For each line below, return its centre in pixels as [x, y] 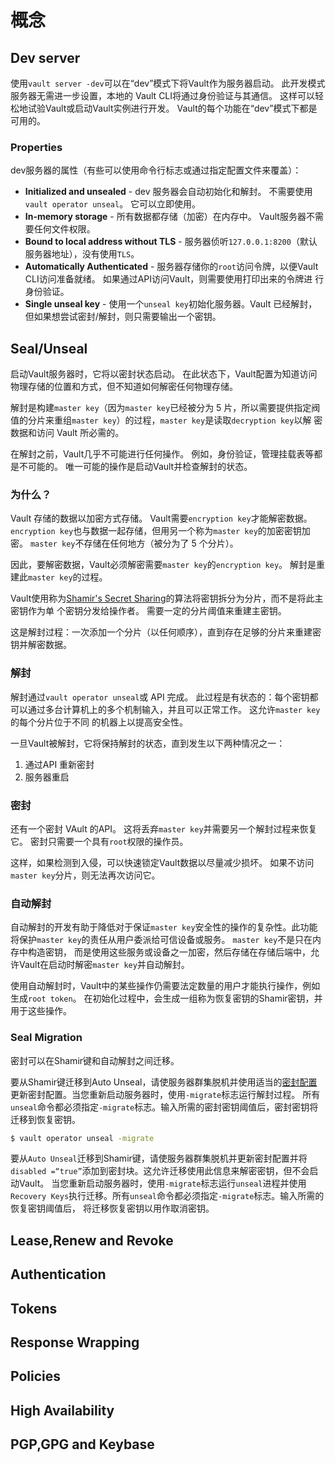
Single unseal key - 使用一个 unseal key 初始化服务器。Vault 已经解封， [171, 304]
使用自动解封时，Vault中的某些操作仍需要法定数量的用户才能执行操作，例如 [165, 986]
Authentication [58, 1274]
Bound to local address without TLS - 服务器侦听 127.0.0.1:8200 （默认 [171, 242]
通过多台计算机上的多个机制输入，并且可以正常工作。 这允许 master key [174, 709]
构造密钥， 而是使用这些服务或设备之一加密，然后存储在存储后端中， [169, 952]
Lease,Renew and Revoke [92, 1240]
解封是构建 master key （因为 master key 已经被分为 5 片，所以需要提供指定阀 [165, 408]
